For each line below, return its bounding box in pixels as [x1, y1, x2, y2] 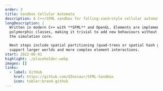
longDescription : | [5, 20, 45, 26]
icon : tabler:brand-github [14, 79, 68, 84]
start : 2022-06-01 [5, 52, 42, 57]
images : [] [5, 61, 27, 66]
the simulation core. [9, 34, 53, 39]
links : [5, 65, 18, 70]
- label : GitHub [9, 70, 42, 75]
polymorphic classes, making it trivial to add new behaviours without [9, 30, 158, 34]
